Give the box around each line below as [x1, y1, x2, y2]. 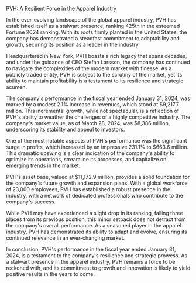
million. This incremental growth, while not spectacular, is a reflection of [6, 108, 180, 114]
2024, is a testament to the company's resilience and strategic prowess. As [6, 252, 188, 259]
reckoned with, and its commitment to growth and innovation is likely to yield [6, 264, 191, 271]
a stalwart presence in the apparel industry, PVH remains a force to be [6, 258, 176, 265]
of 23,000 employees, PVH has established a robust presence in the [6, 186, 171, 192]
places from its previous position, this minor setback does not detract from [6, 216, 186, 223]
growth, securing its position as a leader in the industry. [6, 41, 140, 48]
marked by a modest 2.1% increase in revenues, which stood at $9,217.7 [6, 101, 180, 108]
